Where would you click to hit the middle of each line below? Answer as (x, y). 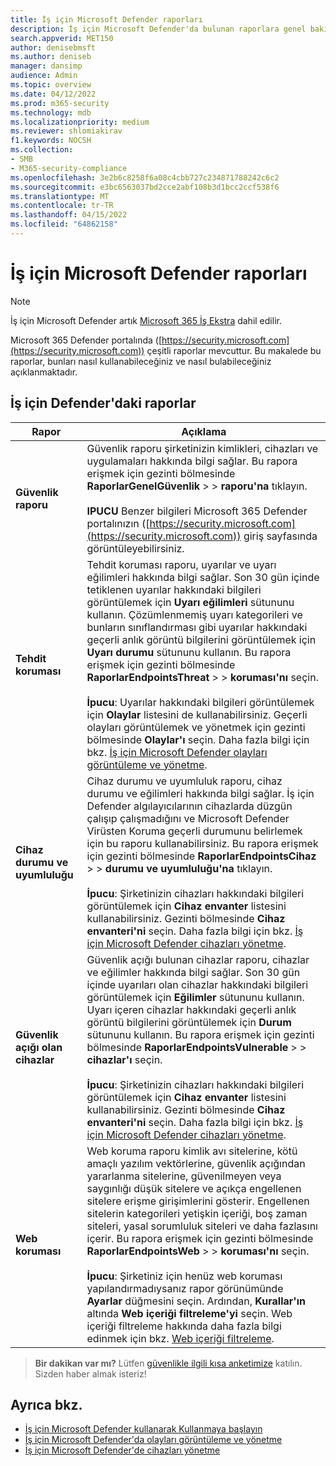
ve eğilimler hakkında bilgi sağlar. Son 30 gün (193, 972)
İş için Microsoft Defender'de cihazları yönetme (122, 1450)
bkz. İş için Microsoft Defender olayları (177, 752)
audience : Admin (44, 76)
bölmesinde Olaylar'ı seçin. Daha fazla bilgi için (198, 739)
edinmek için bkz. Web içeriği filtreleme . (180, 1338)
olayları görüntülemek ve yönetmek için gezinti (196, 727)
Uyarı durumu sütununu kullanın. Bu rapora (189, 652)
